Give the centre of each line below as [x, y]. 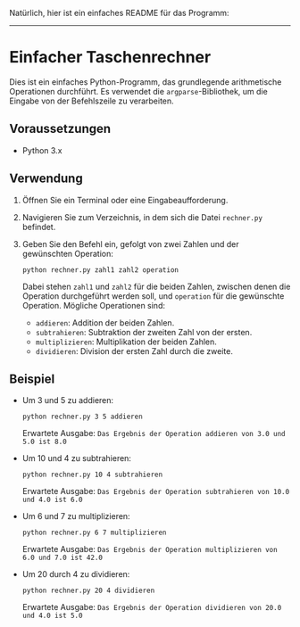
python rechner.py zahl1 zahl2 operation [100, 270]
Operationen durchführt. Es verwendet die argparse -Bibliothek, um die [138, 91]
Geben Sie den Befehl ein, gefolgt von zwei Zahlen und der [130, 243]
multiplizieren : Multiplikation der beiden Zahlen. [126, 342]
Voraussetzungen [60, 129]
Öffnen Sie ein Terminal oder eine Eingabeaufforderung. [125, 200]
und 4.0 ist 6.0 [52, 500]
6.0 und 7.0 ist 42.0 [62, 558]
